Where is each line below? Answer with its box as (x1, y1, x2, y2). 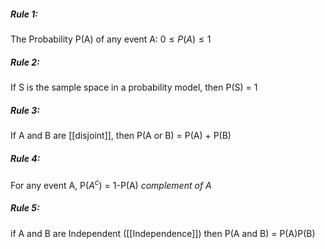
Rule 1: (10, 8, 39, 20)
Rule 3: (10, 104, 40, 116)
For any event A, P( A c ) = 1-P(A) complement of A (10, 177, 212, 191)
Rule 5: (10, 202, 40, 214)
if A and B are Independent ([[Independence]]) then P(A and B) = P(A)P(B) (10, 227, 316, 239)
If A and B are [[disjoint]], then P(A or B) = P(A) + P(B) (10, 129, 232, 141)
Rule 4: (10, 152, 41, 164)
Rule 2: (10, 56, 40, 68)
